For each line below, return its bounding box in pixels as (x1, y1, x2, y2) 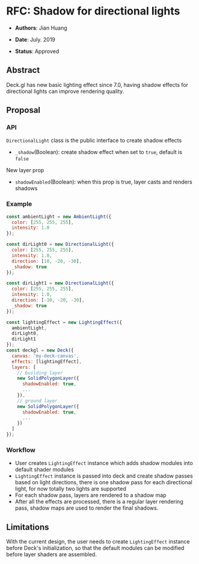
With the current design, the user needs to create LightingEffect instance (6, 538, 191, 545)
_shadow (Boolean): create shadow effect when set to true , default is (14, 149, 182, 156)
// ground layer (17, 397, 58, 404)
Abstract (6, 65, 40, 75)
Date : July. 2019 (14, 36, 56, 43)
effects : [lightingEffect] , (11, 358, 82, 365)
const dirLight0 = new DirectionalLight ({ (6, 242, 114, 248)
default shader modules (14, 466, 74, 473)
